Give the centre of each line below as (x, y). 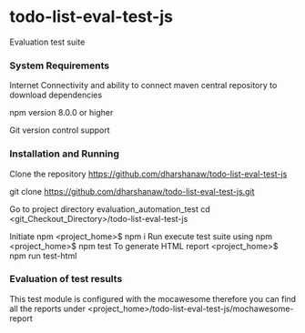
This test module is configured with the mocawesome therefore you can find (153, 298)
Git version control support (60, 130)
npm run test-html (43, 256)
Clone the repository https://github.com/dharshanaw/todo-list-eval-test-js (148, 174)
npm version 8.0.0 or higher (61, 113)
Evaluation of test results (66, 279)
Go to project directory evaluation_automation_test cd (110, 209)
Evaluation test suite (47, 42)
